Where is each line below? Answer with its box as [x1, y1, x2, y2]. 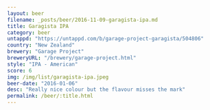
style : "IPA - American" [7, 61, 78, 68]
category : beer [7, 29, 51, 36]
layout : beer [7, 10, 45, 17]
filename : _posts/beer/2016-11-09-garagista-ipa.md [7, 16, 158, 23]
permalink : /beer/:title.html [7, 93, 94, 100]
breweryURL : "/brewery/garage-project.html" [7, 55, 137, 61]
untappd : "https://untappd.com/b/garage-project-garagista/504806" [7, 36, 205, 42]
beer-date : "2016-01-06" [7, 80, 78, 87]
